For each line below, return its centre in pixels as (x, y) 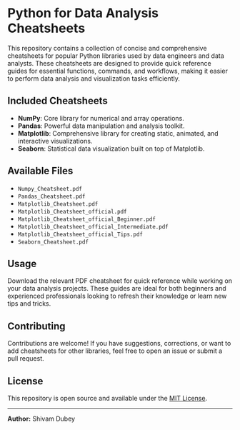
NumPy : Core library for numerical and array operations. (101, 118)
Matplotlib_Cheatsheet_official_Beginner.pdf (86, 219)
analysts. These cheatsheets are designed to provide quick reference (110, 63)
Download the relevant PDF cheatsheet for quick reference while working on (120, 281)
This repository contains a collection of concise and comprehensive (107, 48)
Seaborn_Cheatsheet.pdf (53, 242)
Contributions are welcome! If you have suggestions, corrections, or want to (119, 344)
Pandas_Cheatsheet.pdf (51, 196)
